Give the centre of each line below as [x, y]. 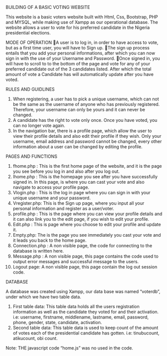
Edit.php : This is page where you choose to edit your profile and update [87, 224]
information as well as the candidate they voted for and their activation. [85, 312]
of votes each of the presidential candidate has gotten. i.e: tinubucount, [86, 333]
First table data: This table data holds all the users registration [76, 306]
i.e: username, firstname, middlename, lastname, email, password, [81, 317]
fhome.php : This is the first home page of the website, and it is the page [87, 166]
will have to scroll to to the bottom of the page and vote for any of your [78, 64]
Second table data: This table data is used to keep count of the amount [85, 328]
